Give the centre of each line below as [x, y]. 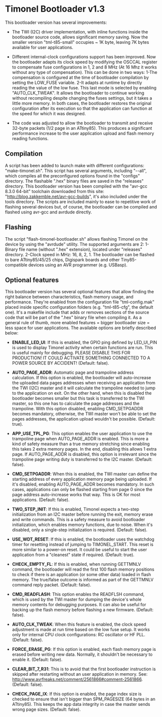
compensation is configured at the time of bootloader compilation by [80, 77]
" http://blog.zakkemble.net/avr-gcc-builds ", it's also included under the [76, 196]
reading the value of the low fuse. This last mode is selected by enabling [84, 87]
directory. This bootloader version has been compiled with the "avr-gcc [76, 186]
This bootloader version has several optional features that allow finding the [80, 292]
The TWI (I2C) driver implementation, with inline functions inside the [80, 32]
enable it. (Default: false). [37, 660]
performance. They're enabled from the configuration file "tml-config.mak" [80, 302]
